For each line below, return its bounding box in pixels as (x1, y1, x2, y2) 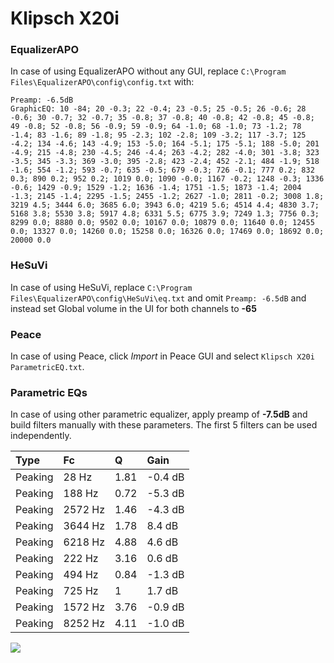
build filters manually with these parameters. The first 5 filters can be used (10, 419, 318, 431)
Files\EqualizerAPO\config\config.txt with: (10, 76, 195, 88)
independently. (10, 430, 72, 442)
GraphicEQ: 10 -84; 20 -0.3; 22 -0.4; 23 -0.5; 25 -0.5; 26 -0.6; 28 (10, 104, 307, 114)
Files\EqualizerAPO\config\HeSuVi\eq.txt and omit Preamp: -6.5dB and (10, 292, 307, 304)
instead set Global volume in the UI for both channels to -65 (10, 302, 257, 314)
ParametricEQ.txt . (10, 361, 85, 373)
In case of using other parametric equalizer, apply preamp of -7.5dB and (10, 408, 308, 421)
